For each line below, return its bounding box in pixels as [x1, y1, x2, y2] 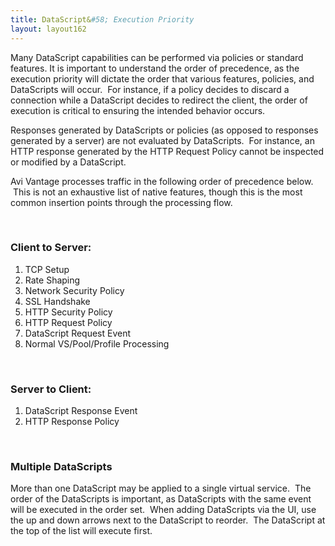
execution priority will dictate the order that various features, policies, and [10, 72, 315, 85]
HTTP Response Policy [24, 416, 120, 428]
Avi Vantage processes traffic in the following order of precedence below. [10, 175, 314, 187]
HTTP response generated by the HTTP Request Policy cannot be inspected [10, 145, 325, 157]
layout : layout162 [10, 24, 87, 34]
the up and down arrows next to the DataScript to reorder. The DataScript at [10, 514, 326, 526]
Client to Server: [10, 241, 92, 255]
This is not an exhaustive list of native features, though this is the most [12, 186, 303, 198]
